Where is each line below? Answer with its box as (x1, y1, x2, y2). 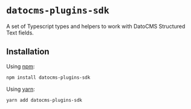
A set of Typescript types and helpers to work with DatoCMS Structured (6, 22, 186, 30)
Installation (6, 47, 50, 57)
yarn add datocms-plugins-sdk (6, 97, 83, 103)
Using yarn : (6, 85, 35, 93)
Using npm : (6, 62, 35, 70)
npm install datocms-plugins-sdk (6, 74, 91, 81)
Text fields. (6, 29, 34, 36)
